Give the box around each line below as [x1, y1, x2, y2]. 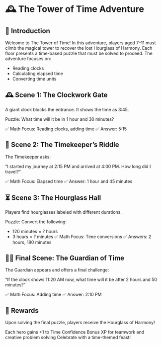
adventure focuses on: [5, 56, 51, 62]
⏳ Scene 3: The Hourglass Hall [5, 194, 101, 202]
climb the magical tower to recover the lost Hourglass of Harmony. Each [5, 45, 153, 51]
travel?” [5, 169, 21, 174]
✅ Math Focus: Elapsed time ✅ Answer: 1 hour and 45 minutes [5, 178, 133, 184]
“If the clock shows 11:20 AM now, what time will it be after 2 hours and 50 [5, 276, 158, 283]
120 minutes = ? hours [12, 229, 58, 235]
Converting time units [12, 76, 57, 82]
